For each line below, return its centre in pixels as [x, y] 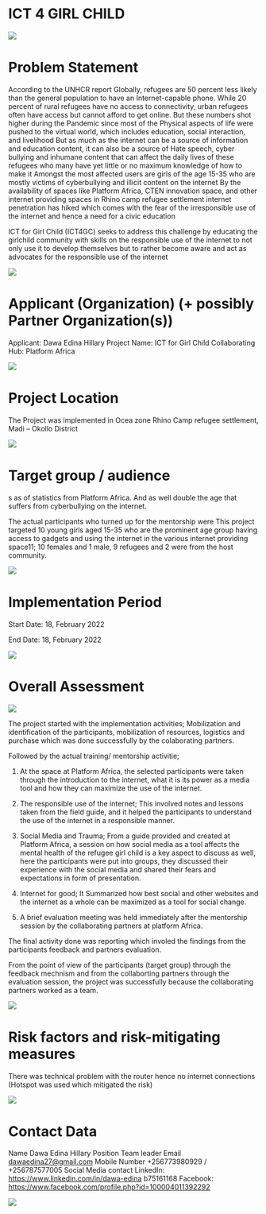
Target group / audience [89, 476]
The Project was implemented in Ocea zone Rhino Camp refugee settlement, [134, 420]
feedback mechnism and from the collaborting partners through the [119, 973]
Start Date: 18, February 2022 [56, 624]
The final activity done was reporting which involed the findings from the [127, 941]
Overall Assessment [76, 686]
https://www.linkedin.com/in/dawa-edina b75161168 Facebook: [111, 1179]
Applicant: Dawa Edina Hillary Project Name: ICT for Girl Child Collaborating [132, 342]
